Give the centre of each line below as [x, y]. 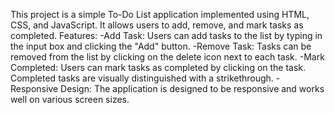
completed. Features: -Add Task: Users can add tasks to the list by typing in [166, 35]
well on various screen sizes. [70, 99]
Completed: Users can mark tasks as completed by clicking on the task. [158, 67]
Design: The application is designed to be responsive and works [192, 88]
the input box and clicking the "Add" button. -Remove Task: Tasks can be [161, 46]
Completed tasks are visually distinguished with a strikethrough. [142, 78]
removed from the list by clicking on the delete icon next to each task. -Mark [167, 57]
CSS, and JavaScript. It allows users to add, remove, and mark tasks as [157, 25]
